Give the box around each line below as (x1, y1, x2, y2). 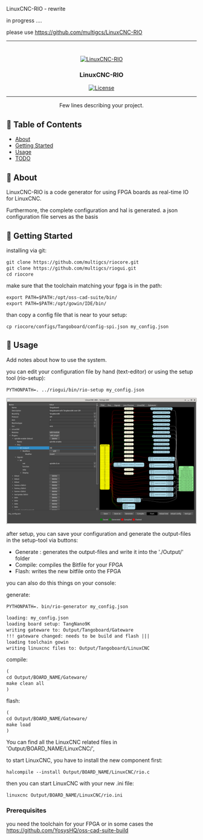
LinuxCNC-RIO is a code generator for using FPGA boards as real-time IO (6, 188, 189, 196)
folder (14, 555, 30, 562)
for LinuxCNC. (6, 195, 42, 202)
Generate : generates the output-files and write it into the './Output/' (14, 548, 184, 556)
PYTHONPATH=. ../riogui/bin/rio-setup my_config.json (6, 387, 145, 393)
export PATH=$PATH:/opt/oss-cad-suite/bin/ (6, 294, 118, 301)
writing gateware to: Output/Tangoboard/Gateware (6, 627, 134, 633)
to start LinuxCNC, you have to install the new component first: (6, 757, 163, 764)
